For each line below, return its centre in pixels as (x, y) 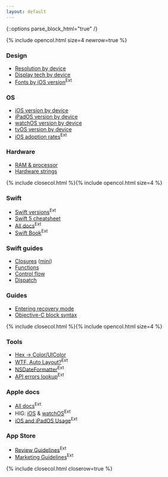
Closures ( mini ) (33, 261)
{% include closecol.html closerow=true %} (59, 468)
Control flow (30, 274)
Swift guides (25, 248)
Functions (27, 267)
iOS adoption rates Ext (41, 136)
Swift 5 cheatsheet (38, 218)
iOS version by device (42, 110)
